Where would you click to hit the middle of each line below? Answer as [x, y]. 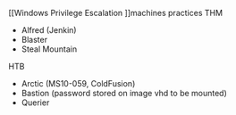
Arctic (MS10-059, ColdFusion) [78, 83]
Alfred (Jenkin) [49, 30]
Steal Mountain [49, 49]
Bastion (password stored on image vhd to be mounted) [124, 93]
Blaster [34, 40]
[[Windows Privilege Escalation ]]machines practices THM [116, 13]
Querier [35, 103]
